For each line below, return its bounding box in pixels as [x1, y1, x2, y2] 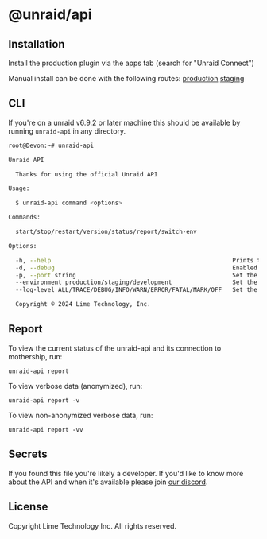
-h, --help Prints [15, 256, 254, 264]
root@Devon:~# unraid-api [8, 142, 94, 149]
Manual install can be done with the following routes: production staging [8, 74, 245, 83]
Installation [8, 37, 65, 51]
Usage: [8, 184, 30, 192]
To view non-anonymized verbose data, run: [8, 410, 153, 420]
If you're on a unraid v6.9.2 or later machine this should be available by [8, 118, 241, 127]
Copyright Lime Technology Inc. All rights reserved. [8, 521, 177, 530]
